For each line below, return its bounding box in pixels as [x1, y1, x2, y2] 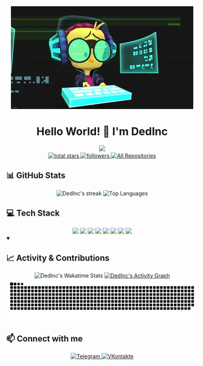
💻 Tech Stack [6, 208, 60, 219]
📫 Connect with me [6, 333, 83, 343]
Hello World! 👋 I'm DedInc [36, 125, 168, 139]
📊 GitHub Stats [6, 171, 66, 181]
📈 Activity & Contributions [6, 253, 110, 263]
